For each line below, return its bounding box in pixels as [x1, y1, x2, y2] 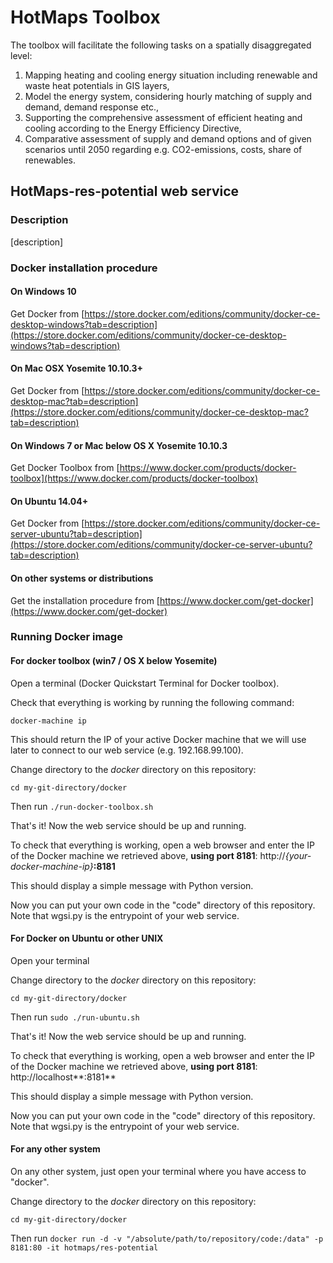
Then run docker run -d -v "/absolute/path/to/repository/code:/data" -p [10, 1232, 324, 1245]
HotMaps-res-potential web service [10, 183, 240, 200]
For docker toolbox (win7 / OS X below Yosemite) [10, 655, 218, 667]
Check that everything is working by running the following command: [10, 696, 295, 708]
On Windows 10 [10, 286, 77, 298]
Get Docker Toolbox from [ [10, 462, 120, 474]
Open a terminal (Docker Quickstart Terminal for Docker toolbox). [10, 677, 280, 689]
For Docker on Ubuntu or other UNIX [10, 932, 164, 945]
